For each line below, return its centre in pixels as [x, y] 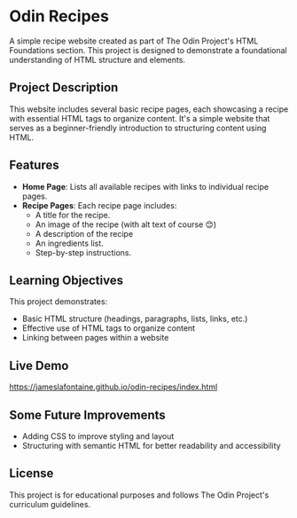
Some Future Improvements [87, 415]
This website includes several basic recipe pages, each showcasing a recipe [149, 109]
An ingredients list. [69, 243]
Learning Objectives [66, 280]
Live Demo [39, 365]
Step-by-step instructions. [83, 252]
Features [34, 165]
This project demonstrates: [59, 302]
